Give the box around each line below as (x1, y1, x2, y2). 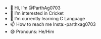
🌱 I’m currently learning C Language (10, 16, 85, 21)
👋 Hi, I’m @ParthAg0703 (10, 5, 61, 11)
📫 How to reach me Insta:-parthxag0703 (10, 21, 96, 27)
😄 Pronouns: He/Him (10, 28, 55, 34)
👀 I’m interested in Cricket (10, 10, 64, 16)
